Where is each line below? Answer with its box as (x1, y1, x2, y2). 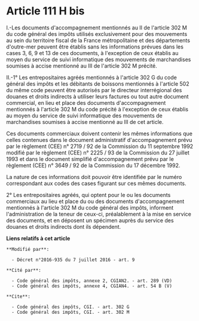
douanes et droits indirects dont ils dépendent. (6, 223, 121, 230)
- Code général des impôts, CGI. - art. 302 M (11, 309, 130, 315)
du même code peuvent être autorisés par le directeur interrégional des (6, 86, 182, 93)
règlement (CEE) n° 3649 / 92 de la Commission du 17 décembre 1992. (6, 162, 180, 169)
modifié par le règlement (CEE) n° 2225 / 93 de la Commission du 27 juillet (6, 149, 189, 156)
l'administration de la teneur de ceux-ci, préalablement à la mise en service (6, 210, 191, 217)
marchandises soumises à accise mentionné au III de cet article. (6, 118, 164, 125)
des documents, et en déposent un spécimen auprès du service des (6, 217, 174, 224)
